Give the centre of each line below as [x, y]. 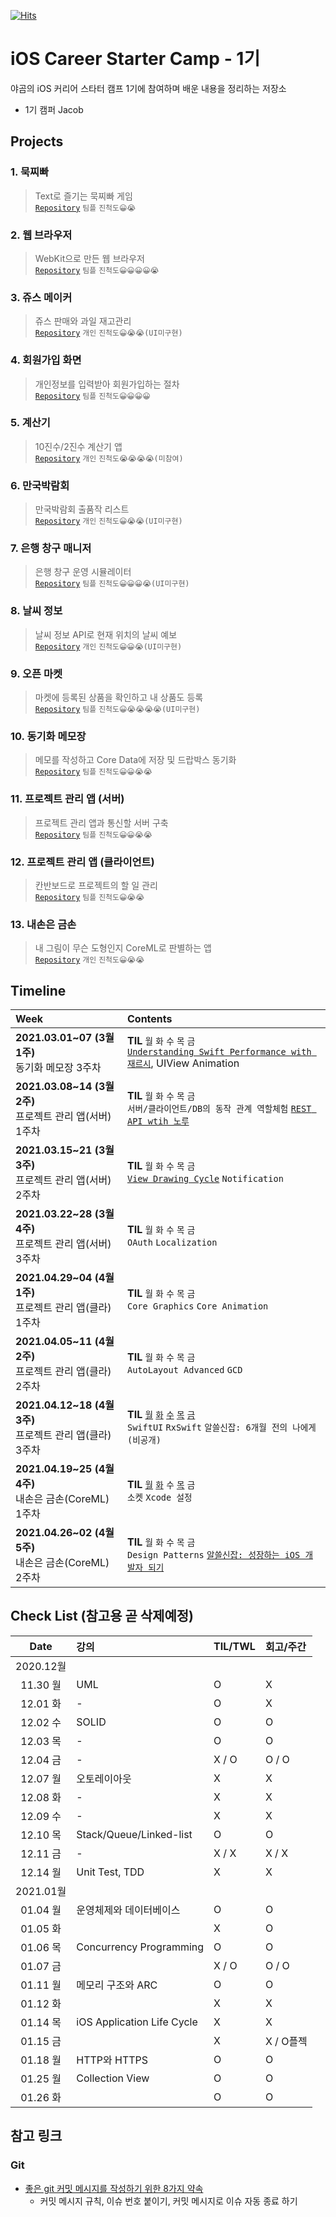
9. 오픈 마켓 [36, 673]
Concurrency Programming [140, 1947]
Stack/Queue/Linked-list [134, 1834]
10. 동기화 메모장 [48, 736]
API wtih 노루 [158, 1121]
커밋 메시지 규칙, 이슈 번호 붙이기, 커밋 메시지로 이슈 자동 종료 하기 [168, 2201]
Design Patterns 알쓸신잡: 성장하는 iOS [213, 1555]
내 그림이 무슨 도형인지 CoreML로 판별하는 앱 [123, 948]
